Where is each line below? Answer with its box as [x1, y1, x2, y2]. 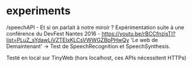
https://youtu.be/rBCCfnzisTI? [101, 30, 176, 37]
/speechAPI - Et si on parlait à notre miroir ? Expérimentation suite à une [6, 24, 185, 31]
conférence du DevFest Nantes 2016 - [6, 30, 101, 37]
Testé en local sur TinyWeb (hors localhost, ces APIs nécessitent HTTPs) [6, 54, 187, 61]
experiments [6, 4, 71, 18]
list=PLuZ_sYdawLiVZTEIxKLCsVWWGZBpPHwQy [6, 36, 130, 43]
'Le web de [130, 36, 158, 43]
